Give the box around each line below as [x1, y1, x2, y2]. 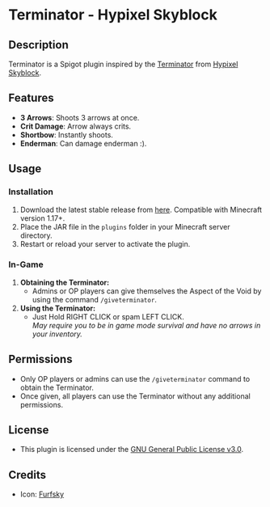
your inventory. [32, 329, 83, 339]
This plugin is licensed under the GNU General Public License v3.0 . [19, 445, 244, 454]
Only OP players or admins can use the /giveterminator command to [19, 374, 251, 383]
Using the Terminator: [19, 303, 95, 313]
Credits [8, 467, 47, 482]
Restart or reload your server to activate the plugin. [19, 239, 191, 248]
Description [8, 38, 69, 52]
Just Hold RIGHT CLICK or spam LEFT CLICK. [32, 311, 184, 321]
